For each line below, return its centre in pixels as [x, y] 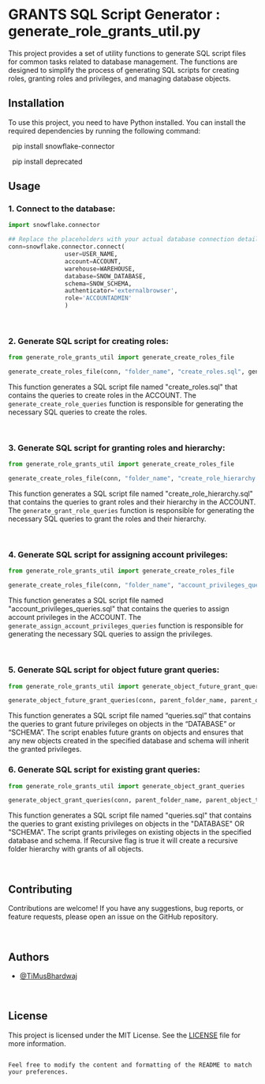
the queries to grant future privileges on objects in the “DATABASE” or [122, 724]
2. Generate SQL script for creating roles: [89, 341]
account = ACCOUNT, [93, 261]
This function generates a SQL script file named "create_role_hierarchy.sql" [131, 494]
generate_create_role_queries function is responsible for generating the [126, 404]
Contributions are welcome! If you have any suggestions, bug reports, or [126, 908]
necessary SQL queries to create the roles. [78, 412]
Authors [29, 957]
